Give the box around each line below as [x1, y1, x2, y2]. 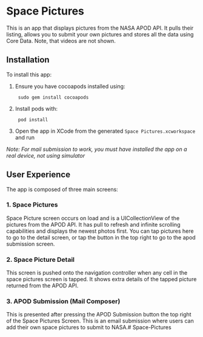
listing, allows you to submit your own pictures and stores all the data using [6, 30, 194, 38]
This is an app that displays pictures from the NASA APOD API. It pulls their [6, 24, 194, 32]
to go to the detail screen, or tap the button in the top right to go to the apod [6, 233, 196, 241]
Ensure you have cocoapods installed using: [15, 82, 125, 90]
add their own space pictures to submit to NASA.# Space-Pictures [6, 324, 171, 331]
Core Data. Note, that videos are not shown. [6, 37, 116, 44]
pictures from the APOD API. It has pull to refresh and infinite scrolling [6, 221, 181, 228]
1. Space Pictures [6, 201, 58, 209]
